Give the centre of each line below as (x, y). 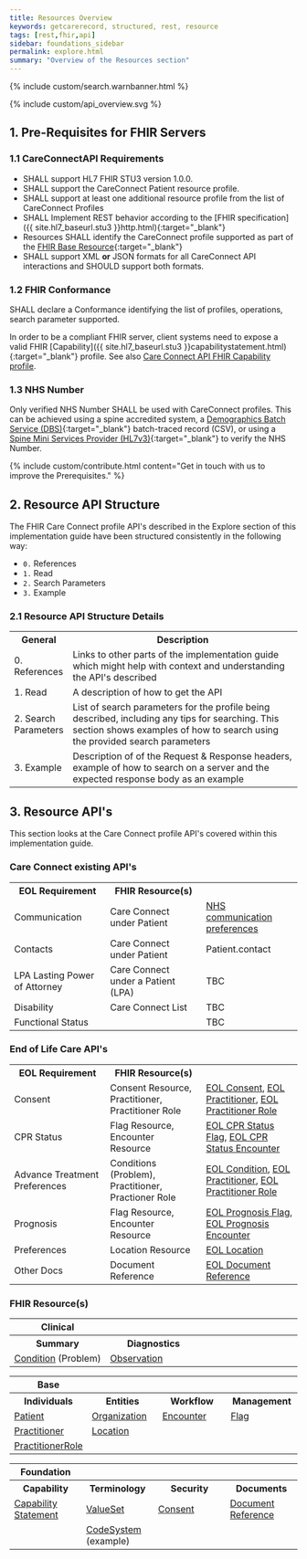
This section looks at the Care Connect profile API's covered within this (143, 834)
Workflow (192, 1401)
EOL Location (235, 1249)
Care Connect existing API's (73, 867)
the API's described (115, 678)
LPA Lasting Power (54, 975)
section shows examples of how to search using (175, 730)
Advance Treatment (56, 1175)
